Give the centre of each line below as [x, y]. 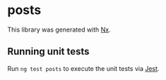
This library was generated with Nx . [59, 29]
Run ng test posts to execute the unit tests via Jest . [83, 68]
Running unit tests [48, 52]
